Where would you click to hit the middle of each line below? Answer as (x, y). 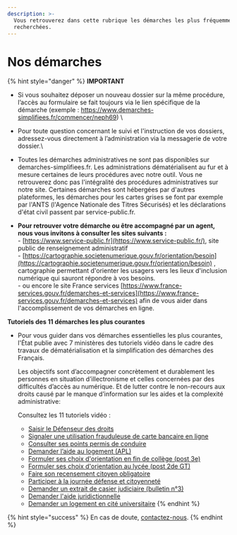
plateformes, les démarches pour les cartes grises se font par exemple (120, 197)
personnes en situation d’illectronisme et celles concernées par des (116, 379)
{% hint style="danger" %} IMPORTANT (66, 81)
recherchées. (33, 27)
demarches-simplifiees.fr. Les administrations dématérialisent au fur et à (123, 167)
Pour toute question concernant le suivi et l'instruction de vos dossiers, (121, 131)
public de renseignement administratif (73, 248)
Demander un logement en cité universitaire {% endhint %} (114, 504)
